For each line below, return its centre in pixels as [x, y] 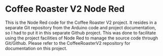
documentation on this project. [36, 48]
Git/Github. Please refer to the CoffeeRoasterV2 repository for [68, 43]
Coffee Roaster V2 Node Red [65, 9]
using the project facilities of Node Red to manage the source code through [82, 38]
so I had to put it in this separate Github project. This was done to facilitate [81, 33]
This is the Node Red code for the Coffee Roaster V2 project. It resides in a [81, 22]
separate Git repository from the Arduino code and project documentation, [81, 27]
